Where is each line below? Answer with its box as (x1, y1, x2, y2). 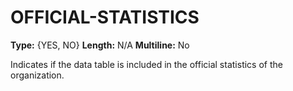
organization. (10, 69, 65, 81)
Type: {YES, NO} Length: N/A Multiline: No (10, 39, 190, 51)
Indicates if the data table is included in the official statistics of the (10, 58, 283, 70)
